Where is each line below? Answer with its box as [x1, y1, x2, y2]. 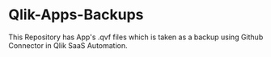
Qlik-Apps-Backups [8, 6, 144, 24]
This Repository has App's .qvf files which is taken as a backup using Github [8, 32, 264, 42]
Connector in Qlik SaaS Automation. [8, 40, 128, 50]
